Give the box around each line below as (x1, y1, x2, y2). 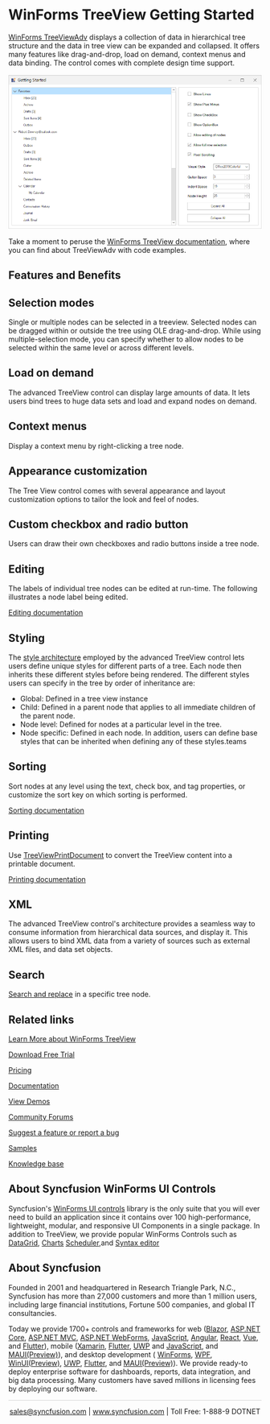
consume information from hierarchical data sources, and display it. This (8, 928, 248, 938)
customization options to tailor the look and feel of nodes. (8, 494, 199, 504)
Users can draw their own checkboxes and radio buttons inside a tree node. (8, 539, 260, 548)
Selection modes (8, 296, 95, 309)
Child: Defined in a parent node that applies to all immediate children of (19, 702, 256, 712)
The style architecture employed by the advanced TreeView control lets (8, 652, 245, 662)
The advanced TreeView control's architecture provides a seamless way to (8, 919, 256, 929)
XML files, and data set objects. (8, 945, 113, 954)
